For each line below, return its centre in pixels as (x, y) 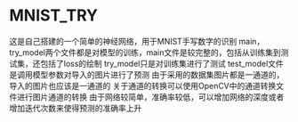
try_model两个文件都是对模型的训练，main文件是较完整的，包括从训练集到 (145, 52)
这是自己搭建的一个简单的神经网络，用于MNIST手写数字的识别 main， (137, 41)
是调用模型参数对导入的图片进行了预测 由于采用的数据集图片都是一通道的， (147, 74)
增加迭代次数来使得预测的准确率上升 (76, 108)
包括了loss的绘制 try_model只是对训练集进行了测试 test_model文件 (162, 63)
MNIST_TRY (53, 16)
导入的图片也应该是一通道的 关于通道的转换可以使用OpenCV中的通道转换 (143, 85)
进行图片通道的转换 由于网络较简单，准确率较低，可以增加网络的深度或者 (150, 97)
